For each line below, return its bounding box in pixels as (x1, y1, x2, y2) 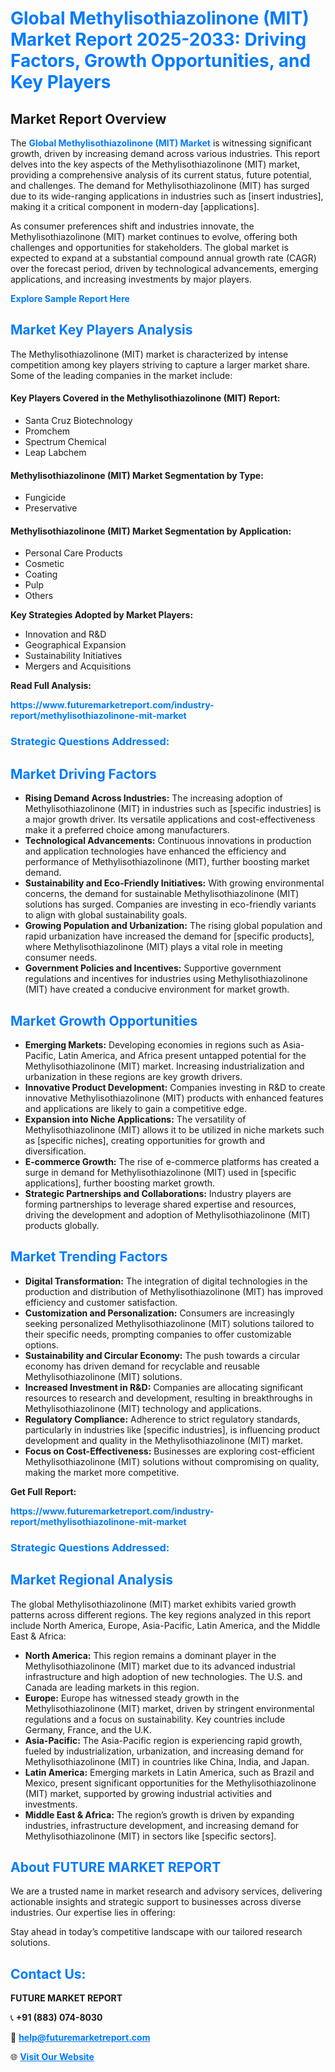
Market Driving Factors (10, 765, 157, 782)
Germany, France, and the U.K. (24, 1723, 152, 1736)
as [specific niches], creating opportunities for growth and (24, 1134, 266, 1146)
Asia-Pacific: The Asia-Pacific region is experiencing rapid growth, (24, 1734, 303, 1746)
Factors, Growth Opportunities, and (10, 50, 312, 72)
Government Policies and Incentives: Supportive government (24, 962, 282, 974)
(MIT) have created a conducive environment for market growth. (24, 983, 290, 996)
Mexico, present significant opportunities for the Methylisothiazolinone (24, 1777, 317, 1789)
